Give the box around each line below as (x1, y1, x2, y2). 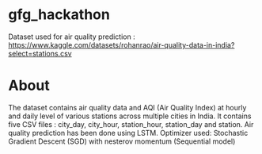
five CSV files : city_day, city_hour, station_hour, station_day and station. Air (8, 119, 254, 129)
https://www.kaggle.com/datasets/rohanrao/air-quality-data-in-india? (8, 40, 235, 49)
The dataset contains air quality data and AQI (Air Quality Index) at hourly (8, 102, 247, 112)
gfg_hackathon (8, 6, 111, 24)
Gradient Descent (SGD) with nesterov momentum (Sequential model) (8, 137, 236, 146)
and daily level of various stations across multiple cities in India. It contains (8, 111, 252, 121)
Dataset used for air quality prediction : (8, 32, 136, 41)
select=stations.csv (8, 48, 73, 58)
